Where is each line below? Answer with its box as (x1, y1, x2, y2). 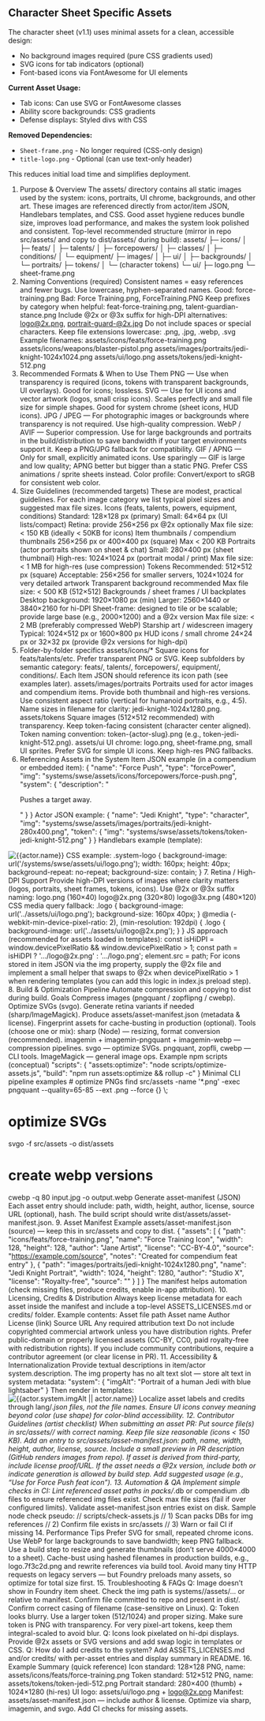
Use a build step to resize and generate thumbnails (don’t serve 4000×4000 (8, 1544, 256, 1554)
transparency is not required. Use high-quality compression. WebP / (19, 419, 241, 428)
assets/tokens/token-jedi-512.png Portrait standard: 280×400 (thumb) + (8, 1678, 243, 1688)
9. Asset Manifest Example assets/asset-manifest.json (55, 1218, 232, 1227)
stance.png (19, 310, 57, 319)
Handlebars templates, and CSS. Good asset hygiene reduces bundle (19, 209, 245, 219)
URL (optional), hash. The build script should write (8, 1209, 171, 1219)
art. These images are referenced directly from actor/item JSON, (19, 201, 230, 211)
